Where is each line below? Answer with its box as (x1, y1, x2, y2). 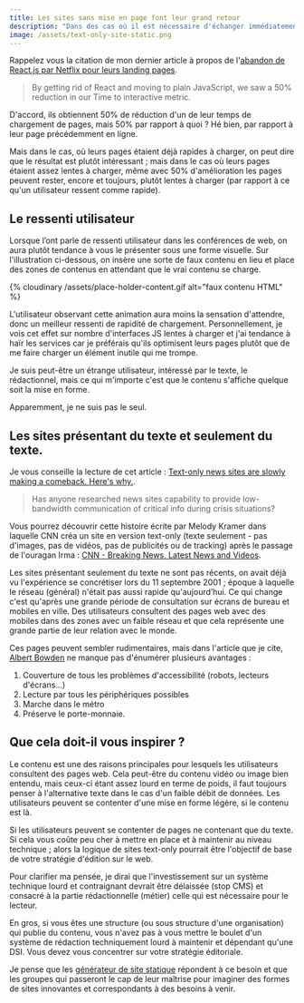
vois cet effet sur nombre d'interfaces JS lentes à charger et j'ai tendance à (9, 328, 291, 339)
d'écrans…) (22, 679, 66, 690)
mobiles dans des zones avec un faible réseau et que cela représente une (9, 616, 285, 626)
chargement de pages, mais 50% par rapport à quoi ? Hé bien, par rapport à (9, 119, 294, 130)
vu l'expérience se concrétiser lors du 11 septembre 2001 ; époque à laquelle (9, 577, 295, 588)
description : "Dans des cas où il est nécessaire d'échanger (9, 22, 245, 31)
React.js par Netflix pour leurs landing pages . (9, 64, 178, 75)
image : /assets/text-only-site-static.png (9, 30, 172, 39)
